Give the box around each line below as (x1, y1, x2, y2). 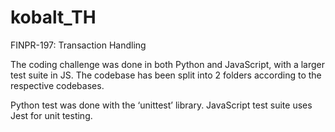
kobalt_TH (10, 6, 97, 29)
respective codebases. (10, 79, 105, 91)
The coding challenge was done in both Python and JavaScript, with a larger (10, 58, 326, 70)
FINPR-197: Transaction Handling (10, 39, 147, 51)
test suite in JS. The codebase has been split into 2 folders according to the (10, 69, 322, 81)
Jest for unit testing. (10, 109, 93, 121)
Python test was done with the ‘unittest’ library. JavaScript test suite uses (10, 99, 313, 111)
